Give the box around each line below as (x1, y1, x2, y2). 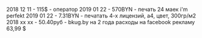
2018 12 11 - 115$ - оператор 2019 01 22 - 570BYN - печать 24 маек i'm (6, 6, 188, 13)
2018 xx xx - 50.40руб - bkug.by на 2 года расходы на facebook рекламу (6, 19, 195, 25)
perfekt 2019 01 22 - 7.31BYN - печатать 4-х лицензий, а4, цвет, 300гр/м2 (6, 12, 197, 19)
